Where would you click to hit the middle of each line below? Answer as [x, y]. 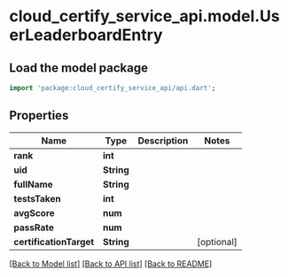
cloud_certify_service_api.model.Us [145, 16]
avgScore [34, 212]
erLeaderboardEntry [86, 35]
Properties [39, 115]
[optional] [217, 242]
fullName [33, 184]
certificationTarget [54, 242]
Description [163, 141]
